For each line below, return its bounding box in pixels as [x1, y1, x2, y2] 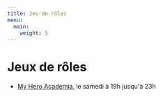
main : [13, 23, 30, 30]
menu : [7, 17, 23, 24]
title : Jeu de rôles [7, 10, 68, 17]
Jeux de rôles [7, 60, 87, 75]
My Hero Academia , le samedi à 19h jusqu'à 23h [17, 82, 156, 91]
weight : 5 [20, 29, 49, 37]
